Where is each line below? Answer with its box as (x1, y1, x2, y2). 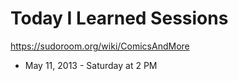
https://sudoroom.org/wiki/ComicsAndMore (10, 40, 190, 52)
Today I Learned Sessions (10, 7, 229, 30)
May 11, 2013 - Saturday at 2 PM (24, 59, 158, 71)
